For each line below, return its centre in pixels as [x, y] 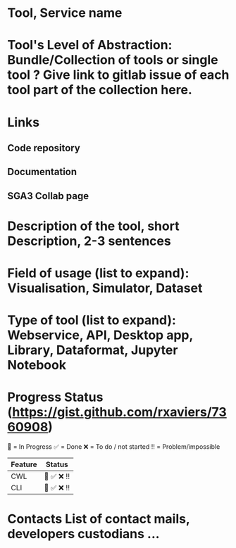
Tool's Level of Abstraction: [90, 45]
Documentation [42, 172]
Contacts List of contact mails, [99, 519]
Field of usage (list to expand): [98, 273]
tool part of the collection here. [100, 90]
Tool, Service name [65, 13]
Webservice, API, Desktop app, [100, 335]
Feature [24, 464]
